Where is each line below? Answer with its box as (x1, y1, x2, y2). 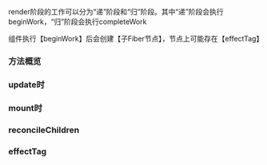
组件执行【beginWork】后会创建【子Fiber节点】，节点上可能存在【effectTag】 (8, 34, 264, 43)
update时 (8, 79, 46, 90)
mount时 (8, 102, 42, 113)
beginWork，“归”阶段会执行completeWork (8, 17, 147, 26)
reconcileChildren (8, 124, 80, 136)
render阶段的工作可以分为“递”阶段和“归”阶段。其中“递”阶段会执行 (8, 7, 224, 16)
